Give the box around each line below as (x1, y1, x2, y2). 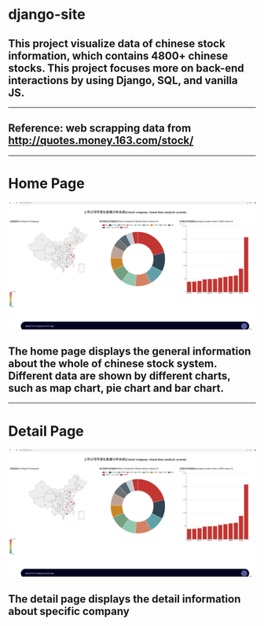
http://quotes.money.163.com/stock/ (8, 134, 194, 147)
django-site (8, 6, 86, 24)
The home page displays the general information (8, 344, 251, 358)
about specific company (8, 604, 130, 618)
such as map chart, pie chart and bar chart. (8, 381, 224, 395)
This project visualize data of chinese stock (8, 37, 225, 50)
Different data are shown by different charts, (8, 370, 231, 382)
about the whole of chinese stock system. (8, 357, 218, 370)
